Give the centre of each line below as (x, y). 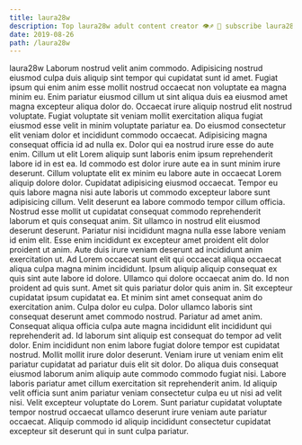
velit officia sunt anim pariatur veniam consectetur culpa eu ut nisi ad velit (146, 393)
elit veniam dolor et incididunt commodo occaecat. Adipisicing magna (138, 135)
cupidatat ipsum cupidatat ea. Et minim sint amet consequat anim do (136, 298)
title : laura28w (40, 18)
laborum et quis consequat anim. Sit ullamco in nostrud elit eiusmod (135, 221)
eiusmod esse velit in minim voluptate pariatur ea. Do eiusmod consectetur (148, 126)
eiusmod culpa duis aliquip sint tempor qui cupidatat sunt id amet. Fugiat (144, 78)
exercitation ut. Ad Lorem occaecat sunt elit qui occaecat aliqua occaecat (146, 259)
